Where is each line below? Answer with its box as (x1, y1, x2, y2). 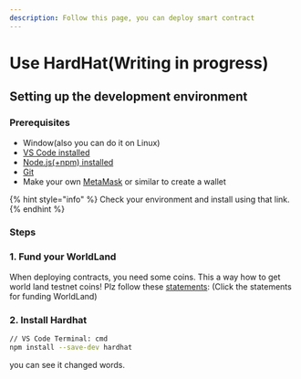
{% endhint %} (9, 203, 66, 215)
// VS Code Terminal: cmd (9, 334, 108, 343)
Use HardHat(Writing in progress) (9, 52, 269, 73)
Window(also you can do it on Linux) (22, 137, 161, 148)
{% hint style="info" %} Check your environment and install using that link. (9, 194, 290, 205)
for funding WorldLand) (9, 290, 98, 301)
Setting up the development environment (9, 89, 248, 105)
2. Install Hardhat (9, 313, 88, 326)
